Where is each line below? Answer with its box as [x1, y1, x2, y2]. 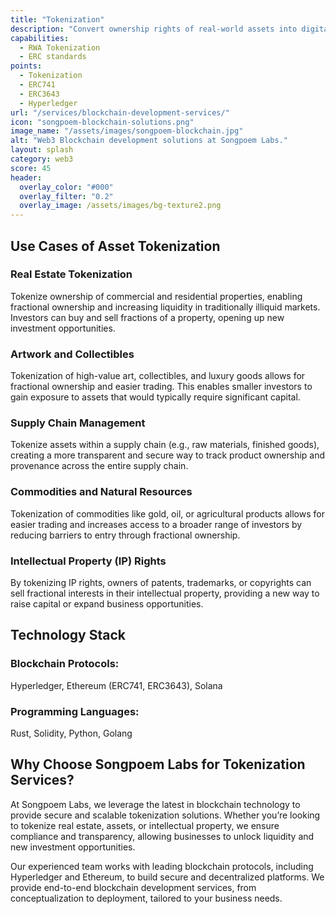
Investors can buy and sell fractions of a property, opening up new [10, 311, 285, 323]
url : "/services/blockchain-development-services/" [10, 107, 230, 118]
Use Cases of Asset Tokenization [10, 237, 221, 255]
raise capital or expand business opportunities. [10, 598, 204, 610]
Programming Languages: [10, 704, 140, 718]
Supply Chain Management [10, 416, 146, 430]
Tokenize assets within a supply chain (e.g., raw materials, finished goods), [10, 439, 320, 451]
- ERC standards [19, 52, 87, 62]
